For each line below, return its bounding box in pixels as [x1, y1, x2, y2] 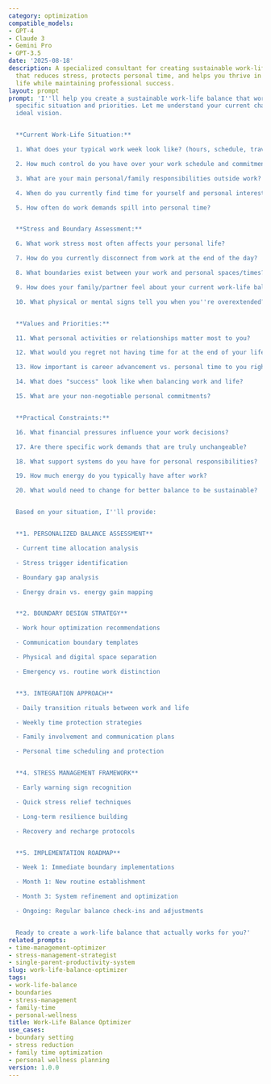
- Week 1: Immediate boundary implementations [15, 863, 175, 871]
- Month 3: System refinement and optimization [15, 892, 179, 901]
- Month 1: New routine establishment [15, 878, 147, 887]
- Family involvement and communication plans [15, 733, 175, 741]
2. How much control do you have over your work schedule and [15, 160, 229, 168]
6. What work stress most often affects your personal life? [15, 239, 226, 248]
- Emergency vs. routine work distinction [15, 667, 161, 675]
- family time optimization [8, 1049, 103, 1057]
